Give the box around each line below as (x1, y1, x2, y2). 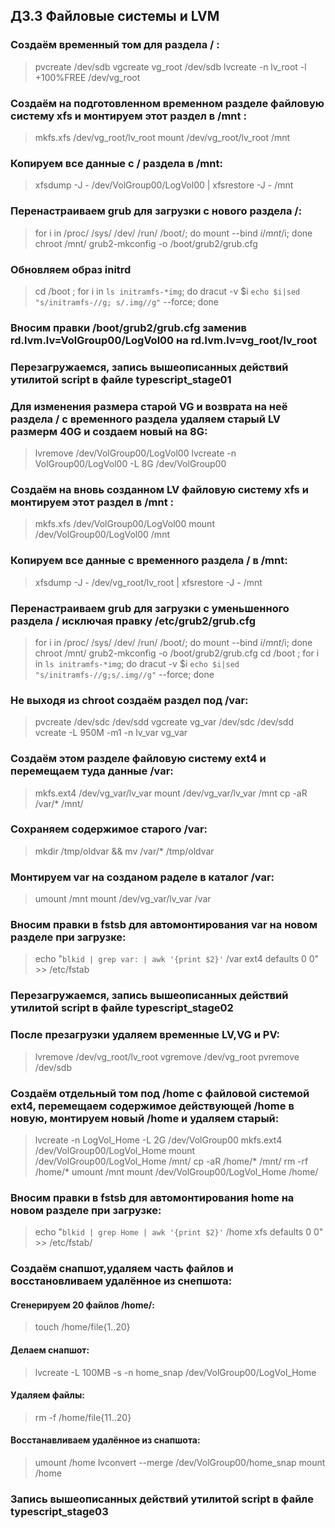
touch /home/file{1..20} (34, 1321, 131, 1333)
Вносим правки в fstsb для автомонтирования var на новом (10, 918, 318, 932)
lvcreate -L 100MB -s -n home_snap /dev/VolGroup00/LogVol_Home (34, 1366, 317, 1378)
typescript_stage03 (10, 1504, 109, 1518)
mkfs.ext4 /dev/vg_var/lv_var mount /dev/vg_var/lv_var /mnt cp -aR (34, 787, 308, 799)
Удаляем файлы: (10, 1389, 85, 1401)
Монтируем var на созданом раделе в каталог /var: (10, 870, 275, 884)
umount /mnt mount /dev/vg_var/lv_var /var (34, 893, 212, 905)
